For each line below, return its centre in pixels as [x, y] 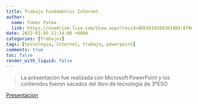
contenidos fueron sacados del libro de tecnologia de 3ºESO [94, 83]
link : [18, 28]
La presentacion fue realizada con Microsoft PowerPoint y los [95, 78]
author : [16, 17]
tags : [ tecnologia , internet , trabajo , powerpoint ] [71, 45]
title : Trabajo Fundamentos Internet [52, 11]
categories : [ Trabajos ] [35, 39]
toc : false [19, 55]
